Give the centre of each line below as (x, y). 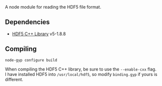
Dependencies (27, 22)
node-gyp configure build (31, 60)
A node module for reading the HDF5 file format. (53, 7)
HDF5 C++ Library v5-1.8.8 (39, 34)
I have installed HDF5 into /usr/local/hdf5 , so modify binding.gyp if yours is (81, 74)
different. (14, 79)
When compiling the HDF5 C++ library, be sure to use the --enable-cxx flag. (81, 69)
